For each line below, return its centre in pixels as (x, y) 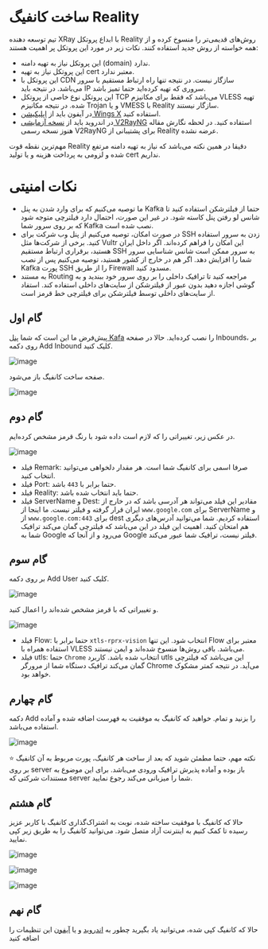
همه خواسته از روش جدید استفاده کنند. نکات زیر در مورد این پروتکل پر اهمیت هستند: (134, 47)
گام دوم (26, 417)
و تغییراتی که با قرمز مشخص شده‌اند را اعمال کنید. (84, 609)
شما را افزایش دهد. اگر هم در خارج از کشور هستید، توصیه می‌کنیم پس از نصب (136, 259)
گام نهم (25, 910)
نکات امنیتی (43, 187)
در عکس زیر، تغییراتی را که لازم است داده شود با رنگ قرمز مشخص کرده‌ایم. (122, 436)
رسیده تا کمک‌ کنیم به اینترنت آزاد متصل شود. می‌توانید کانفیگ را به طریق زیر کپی (128, 830)
